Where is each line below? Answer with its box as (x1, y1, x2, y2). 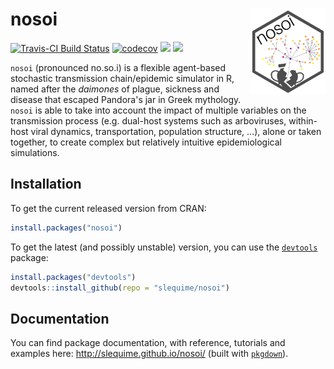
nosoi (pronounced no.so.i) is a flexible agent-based (10, 61, 227, 73)
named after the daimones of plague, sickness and (10, 83, 220, 95)
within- (288, 114, 318, 127)
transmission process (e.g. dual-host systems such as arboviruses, (10, 114, 287, 127)
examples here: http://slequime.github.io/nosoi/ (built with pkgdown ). (10, 348, 289, 360)
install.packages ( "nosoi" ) (10, 223, 123, 233)
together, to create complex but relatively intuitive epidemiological (10, 136, 282, 148)
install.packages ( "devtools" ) (10, 272, 137, 282)
